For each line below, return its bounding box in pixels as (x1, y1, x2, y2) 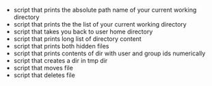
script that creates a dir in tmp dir (13, 57, 108, 64)
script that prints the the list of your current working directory (13, 20, 187, 28)
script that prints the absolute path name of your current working (13, 6, 197, 14)
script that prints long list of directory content (13, 35, 142, 43)
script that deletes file (13, 71, 75, 79)
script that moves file (13, 64, 73, 72)
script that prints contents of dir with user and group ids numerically (13, 49, 206, 57)
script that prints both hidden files (13, 42, 109, 50)
